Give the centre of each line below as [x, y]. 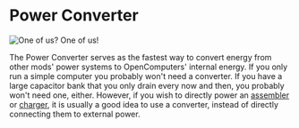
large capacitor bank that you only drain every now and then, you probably [147, 85]
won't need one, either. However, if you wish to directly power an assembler [149, 95]
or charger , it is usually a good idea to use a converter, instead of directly [144, 104]
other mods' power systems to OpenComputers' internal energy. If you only [149, 67]
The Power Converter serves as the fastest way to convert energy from [141, 57]
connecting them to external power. [75, 114]
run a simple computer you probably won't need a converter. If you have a [146, 76]
